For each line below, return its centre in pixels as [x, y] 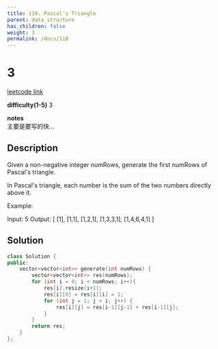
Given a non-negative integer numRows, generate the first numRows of [107, 164]
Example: [20, 205]
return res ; [49, 326]
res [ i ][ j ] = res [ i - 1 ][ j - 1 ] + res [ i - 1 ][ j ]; [117, 307]
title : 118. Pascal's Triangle [52, 13]
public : [18, 263]
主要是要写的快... [31, 127]
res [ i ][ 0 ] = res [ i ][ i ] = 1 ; [84, 294]
